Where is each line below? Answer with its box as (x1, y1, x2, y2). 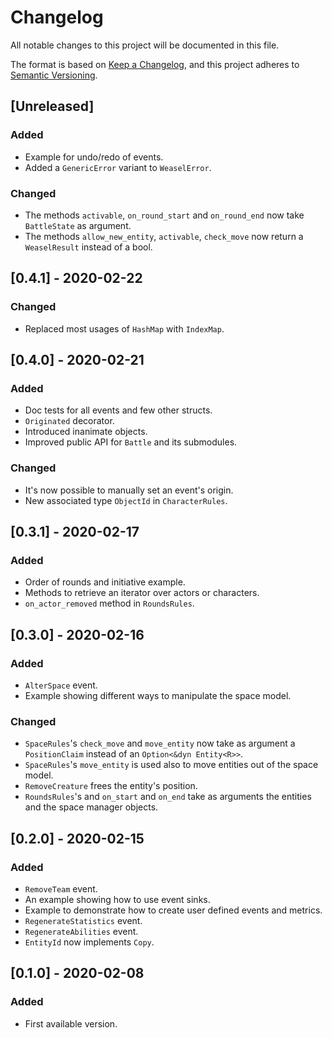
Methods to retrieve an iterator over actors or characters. (24, 587, 260, 599)
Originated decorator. (24, 415, 115, 427)
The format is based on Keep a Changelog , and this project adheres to (10, 58, 300, 70)
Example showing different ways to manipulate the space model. (24, 689, 292, 701)
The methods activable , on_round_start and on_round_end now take (24, 209, 305, 221)
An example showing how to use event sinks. (24, 893, 211, 905)
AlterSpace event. (24, 679, 98, 691)
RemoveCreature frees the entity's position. (24, 780, 198, 792)
